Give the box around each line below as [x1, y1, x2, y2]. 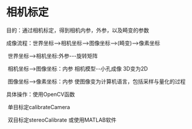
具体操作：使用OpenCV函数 [6, 90, 75, 98]
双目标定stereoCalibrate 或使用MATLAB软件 [7, 116, 117, 124]
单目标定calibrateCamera [7, 103, 71, 110]
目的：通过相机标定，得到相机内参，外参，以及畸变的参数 [6, 27, 149, 34]
